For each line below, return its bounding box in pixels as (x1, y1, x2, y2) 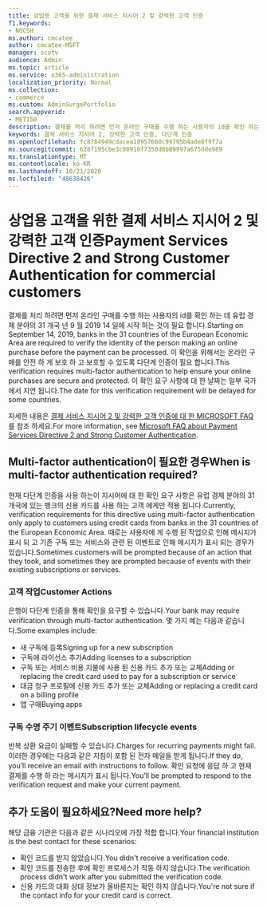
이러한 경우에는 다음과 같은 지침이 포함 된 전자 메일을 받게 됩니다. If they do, (8, 751, 243, 760)
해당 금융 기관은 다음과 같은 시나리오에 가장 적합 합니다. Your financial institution (8, 827, 260, 838)
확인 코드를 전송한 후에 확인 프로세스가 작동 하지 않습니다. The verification (19, 863, 250, 873)
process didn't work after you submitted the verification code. (19, 872, 223, 882)
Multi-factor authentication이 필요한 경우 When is (8, 456, 251, 469)
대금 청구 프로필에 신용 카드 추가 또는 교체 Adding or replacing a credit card (19, 681, 258, 690)
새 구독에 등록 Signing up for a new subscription (19, 642, 174, 652)
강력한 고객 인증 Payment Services (8, 232, 229, 250)
